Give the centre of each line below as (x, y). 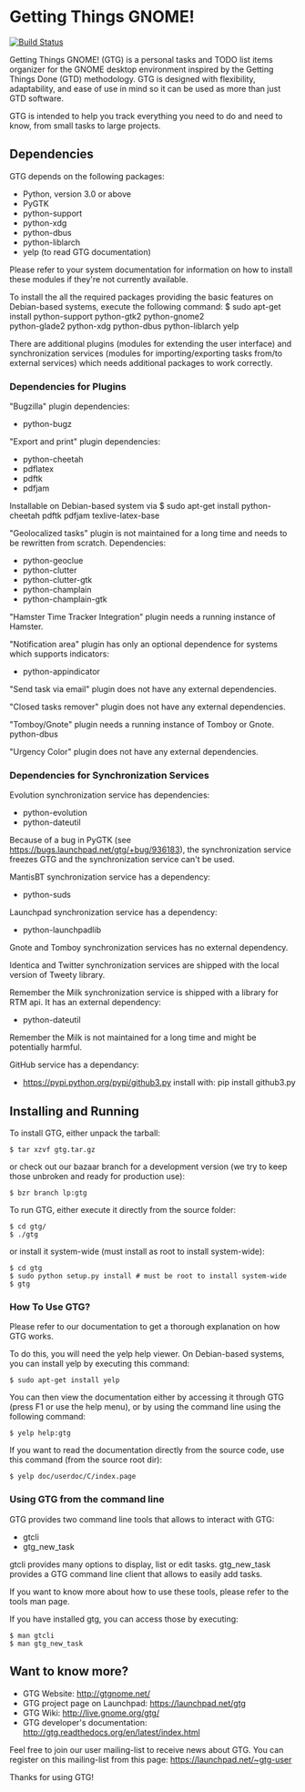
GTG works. (32, 1337)
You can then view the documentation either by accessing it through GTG (147, 1397)
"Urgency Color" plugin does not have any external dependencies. (134, 752)
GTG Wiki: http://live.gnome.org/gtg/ (91, 1713)
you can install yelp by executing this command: (100, 1364)
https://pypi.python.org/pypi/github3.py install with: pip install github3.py (159, 1083)
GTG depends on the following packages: (87, 176)
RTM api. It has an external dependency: (86, 1003)
